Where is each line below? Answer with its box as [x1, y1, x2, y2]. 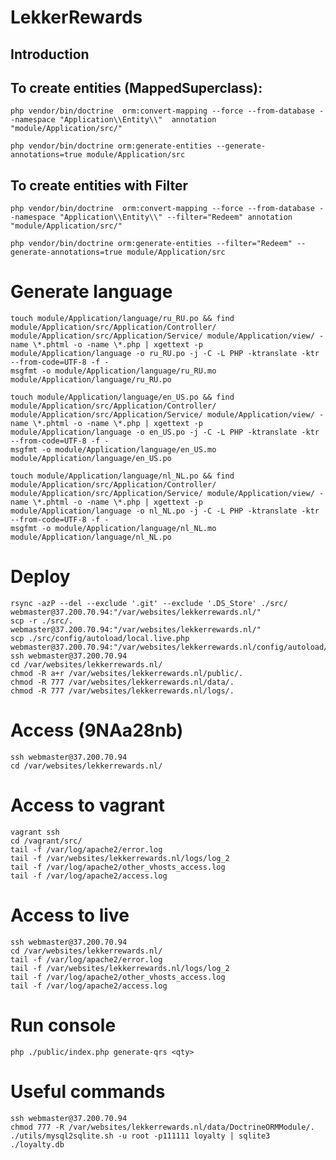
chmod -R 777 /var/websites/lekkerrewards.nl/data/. [10, 677, 235, 688]
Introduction [10, 46, 90, 63]
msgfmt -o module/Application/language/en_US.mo [10, 445, 217, 455]
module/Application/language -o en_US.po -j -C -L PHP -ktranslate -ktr [10, 427, 320, 438]
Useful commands [10, 1081, 166, 1103]
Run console [10, 1014, 117, 1037]
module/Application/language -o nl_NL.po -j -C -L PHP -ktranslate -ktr [10, 506, 320, 516]
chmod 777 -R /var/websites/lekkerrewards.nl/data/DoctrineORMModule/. [10, 1122, 315, 1132]
